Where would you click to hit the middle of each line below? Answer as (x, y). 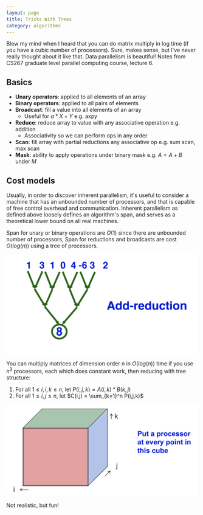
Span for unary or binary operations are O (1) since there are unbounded (96, 233)
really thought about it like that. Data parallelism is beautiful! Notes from (96, 57)
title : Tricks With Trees (39, 19)
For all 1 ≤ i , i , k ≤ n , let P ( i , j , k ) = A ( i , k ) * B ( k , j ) (73, 390)
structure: (19, 378)
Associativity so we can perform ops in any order (86, 136)
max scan (27, 148)
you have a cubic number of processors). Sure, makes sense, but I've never (101, 50)
